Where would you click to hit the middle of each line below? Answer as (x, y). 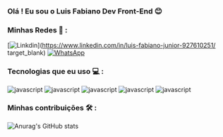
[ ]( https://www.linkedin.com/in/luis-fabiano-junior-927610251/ (111, 46)
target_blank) (26, 53)
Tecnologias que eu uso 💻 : (56, 72)
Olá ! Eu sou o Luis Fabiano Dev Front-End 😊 (85, 11)
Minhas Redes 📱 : (38, 30)
